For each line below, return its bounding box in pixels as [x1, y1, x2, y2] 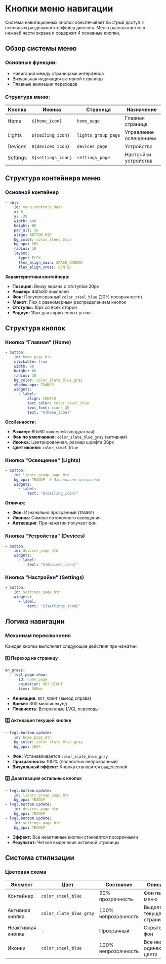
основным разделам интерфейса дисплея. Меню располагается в [5, 24, 146, 30]
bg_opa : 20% [14, 241, 39, 247]
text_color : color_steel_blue [27, 401, 90, 406]
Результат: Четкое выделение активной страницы [12, 839, 120, 845]
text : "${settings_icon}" [27, 603, 81, 609]
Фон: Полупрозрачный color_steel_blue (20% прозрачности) [12, 293, 142, 300]
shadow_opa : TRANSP [14, 382, 54, 387]
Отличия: [5, 500, 26, 506]
